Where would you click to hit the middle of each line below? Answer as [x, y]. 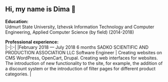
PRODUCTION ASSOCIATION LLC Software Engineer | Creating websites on [83, 52]
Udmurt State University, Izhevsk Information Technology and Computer [80, 27]
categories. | [18, 74]
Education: [17, 21]
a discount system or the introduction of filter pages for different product [80, 68]
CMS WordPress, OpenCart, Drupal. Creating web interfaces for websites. [81, 58]
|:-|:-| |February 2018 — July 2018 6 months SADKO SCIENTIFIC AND [77, 47]
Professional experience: [32, 42]
